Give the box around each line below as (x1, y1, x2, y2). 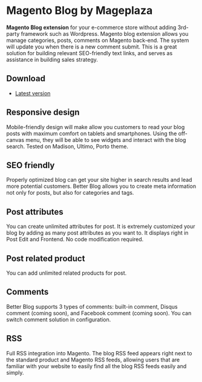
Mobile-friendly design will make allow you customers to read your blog (6, 123, 185, 130)
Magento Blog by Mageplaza (6, 4, 153, 18)
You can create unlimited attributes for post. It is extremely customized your (6, 223, 195, 230)
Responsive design (6, 107, 80, 118)
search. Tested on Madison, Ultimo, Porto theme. (6, 142, 129, 150)
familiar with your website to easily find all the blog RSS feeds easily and (6, 362, 187, 370)
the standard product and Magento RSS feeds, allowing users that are (6, 356, 180, 363)
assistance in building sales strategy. (6, 56, 98, 63)
